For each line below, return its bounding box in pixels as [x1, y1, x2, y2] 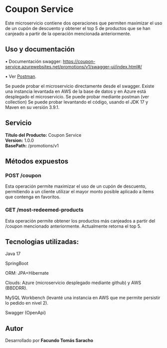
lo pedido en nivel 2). [5, 300, 49, 306]
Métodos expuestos [5, 157, 69, 165]
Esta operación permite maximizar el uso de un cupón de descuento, [5, 183, 147, 189]
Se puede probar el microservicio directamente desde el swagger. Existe [5, 83, 155, 89]
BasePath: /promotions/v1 [5, 142, 59, 148]
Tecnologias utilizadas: [5, 237, 79, 246]
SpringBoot [5, 261, 28, 267]
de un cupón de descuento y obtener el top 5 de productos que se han [5, 25, 151, 31]
